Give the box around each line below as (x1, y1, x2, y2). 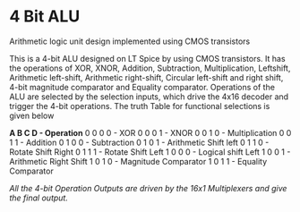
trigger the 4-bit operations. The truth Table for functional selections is (9, 100, 270, 111)
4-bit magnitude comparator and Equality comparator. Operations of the (9, 81, 276, 92)
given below (9, 110, 55, 121)
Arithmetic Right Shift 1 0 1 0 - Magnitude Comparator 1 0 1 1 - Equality (9, 156, 268, 166)
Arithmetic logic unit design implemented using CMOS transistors (9, 36, 251, 47)
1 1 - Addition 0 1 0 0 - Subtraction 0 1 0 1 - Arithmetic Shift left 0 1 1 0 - (9, 137, 270, 148)
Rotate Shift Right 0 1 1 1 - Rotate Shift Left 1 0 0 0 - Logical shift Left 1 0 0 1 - (9, 146, 291, 157)
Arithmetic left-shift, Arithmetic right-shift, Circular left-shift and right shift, (9, 72, 284, 82)
